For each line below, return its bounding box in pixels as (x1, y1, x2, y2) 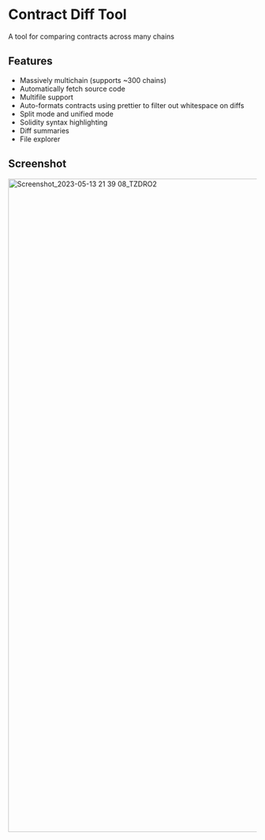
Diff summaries (19, 126, 69, 135)
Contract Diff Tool (8, 6, 128, 24)
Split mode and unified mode (19, 109, 114, 118)
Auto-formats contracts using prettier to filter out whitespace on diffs (19, 100, 244, 110)
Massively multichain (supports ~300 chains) (19, 75, 167, 84)
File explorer (19, 134, 61, 144)
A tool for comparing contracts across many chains (8, 32, 175, 41)
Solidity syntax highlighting (19, 117, 108, 127)
